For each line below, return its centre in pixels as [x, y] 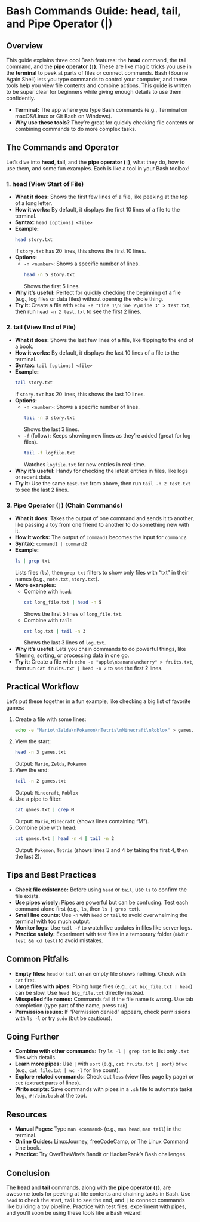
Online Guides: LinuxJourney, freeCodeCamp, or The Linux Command [102, 1142]
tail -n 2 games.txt [40, 781]
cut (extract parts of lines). [48, 1083]
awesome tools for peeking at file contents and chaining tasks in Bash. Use [99, 1193]
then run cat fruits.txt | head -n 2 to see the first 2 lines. [89, 668]
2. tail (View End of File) [41, 327]
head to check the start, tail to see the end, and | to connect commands [96, 1200]
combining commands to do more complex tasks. [76, 129]
